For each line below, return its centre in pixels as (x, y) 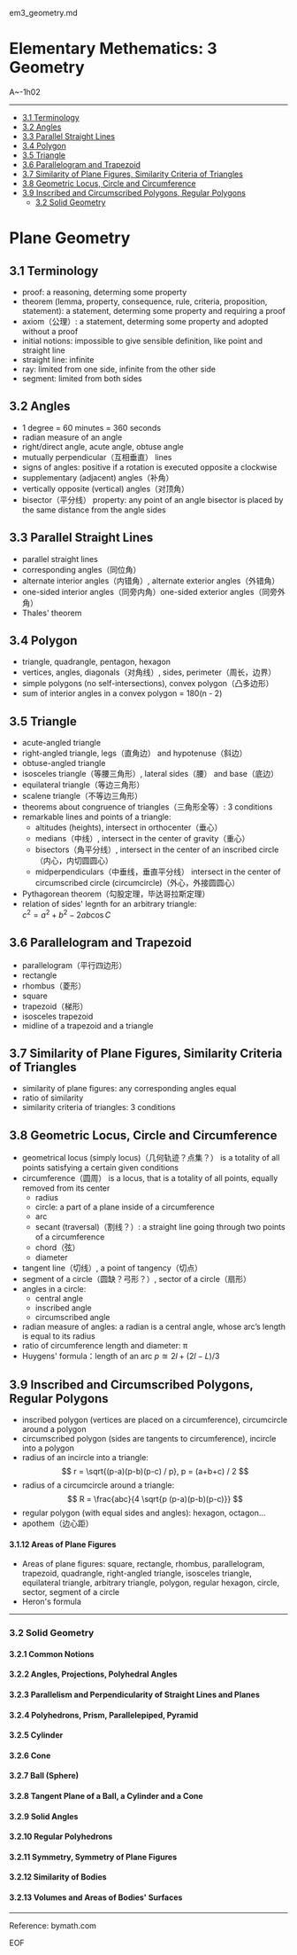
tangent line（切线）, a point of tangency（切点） (112, 1268)
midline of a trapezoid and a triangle (88, 1025)
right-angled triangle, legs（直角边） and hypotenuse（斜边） (134, 754)
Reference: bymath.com (53, 1925)
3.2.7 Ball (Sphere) (44, 1776)
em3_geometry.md (43, 13)
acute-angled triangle (61, 743)
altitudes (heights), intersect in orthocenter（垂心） (129, 827)
